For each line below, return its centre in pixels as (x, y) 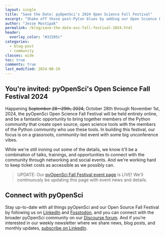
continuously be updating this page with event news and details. (82, 179)
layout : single (21, 10)
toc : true (15, 60)
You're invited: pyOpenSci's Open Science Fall (78, 89)
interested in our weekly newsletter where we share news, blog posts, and (80, 223)
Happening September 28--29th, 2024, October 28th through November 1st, (82, 108)
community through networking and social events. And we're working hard (81, 160)
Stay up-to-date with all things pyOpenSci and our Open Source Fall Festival (82, 207)
